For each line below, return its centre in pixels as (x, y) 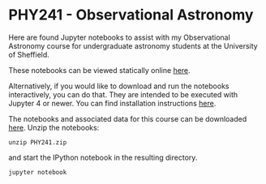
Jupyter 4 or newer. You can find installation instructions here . (112, 103)
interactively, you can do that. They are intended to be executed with (123, 94)
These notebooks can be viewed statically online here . (99, 70)
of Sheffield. (29, 54)
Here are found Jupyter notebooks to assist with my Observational (120, 37)
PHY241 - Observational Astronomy (131, 15)
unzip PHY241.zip (38, 142)
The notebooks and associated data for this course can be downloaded (128, 118)
